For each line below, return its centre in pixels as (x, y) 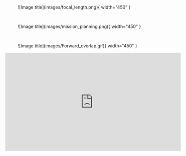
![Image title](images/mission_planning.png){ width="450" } (79, 26)
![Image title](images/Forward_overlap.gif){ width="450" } (77, 46)
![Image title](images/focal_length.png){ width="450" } (74, 7)
